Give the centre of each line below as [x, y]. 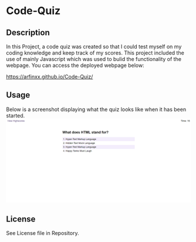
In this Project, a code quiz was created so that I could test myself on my [94, 46]
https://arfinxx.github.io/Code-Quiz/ [50, 77]
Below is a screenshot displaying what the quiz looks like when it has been [96, 109]
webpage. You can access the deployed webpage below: [75, 65]
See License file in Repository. [43, 233]
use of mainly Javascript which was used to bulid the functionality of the [94, 59]
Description [28, 33]
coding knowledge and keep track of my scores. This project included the [95, 53]
